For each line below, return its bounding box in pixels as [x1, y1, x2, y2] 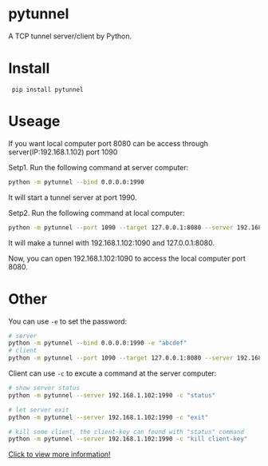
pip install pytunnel [11, 86, 84, 94]
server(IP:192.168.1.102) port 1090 [8, 147, 118, 157]
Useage [8, 113, 61, 130]
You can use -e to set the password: [8, 317, 128, 326]
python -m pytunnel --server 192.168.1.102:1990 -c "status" [8, 391, 216, 400]
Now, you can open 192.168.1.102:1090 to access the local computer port [8, 253, 246, 263]
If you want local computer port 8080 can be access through [8, 138, 209, 148]
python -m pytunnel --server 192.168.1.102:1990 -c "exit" [8, 413, 209, 421]
